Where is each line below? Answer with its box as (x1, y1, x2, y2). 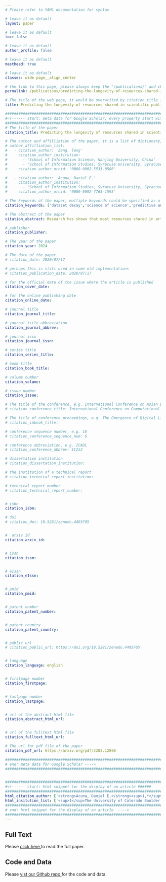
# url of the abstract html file (5, 712, 74, 717)
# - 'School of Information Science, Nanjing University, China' (5, 157, 156, 162)
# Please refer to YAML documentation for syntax (5, 7, 110, 12)
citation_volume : (5, 379, 41, 384)
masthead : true (5, 62, 37, 67)
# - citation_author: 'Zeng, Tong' (5, 148, 83, 153)
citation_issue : (5, 393, 39, 398)
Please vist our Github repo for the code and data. (5, 871, 107, 877)
